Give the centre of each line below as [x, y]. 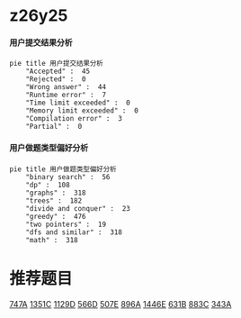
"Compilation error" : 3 [74, 119]
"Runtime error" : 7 [66, 95]
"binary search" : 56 [68, 177]
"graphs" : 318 [56, 193]
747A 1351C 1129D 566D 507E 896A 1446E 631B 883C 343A [120, 304]
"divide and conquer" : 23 [78, 208]
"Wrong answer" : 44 [66, 87]
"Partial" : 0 [54, 127]
